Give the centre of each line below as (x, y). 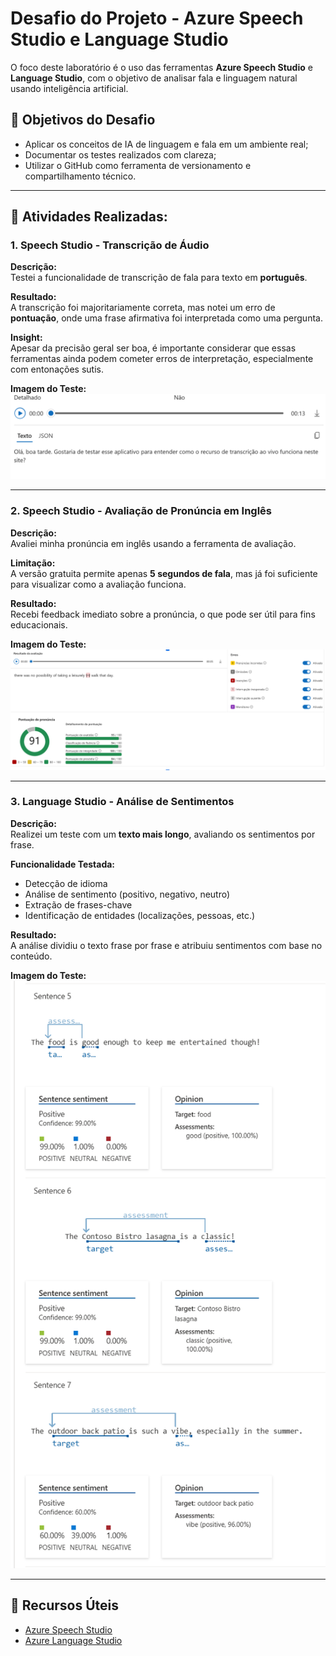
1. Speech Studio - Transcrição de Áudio (110, 245)
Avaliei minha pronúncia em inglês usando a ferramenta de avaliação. (153, 543)
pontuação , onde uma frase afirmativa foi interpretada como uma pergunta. (166, 318)
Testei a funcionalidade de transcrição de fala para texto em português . (159, 278)
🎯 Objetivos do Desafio (83, 120)
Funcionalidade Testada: (63, 864)
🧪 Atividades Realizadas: (89, 217)
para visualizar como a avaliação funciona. (98, 584)
